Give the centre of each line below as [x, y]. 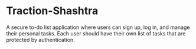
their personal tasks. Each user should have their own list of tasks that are [96, 33]
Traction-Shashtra [52, 11]
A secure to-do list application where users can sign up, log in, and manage [98, 27]
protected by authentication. [40, 40]
